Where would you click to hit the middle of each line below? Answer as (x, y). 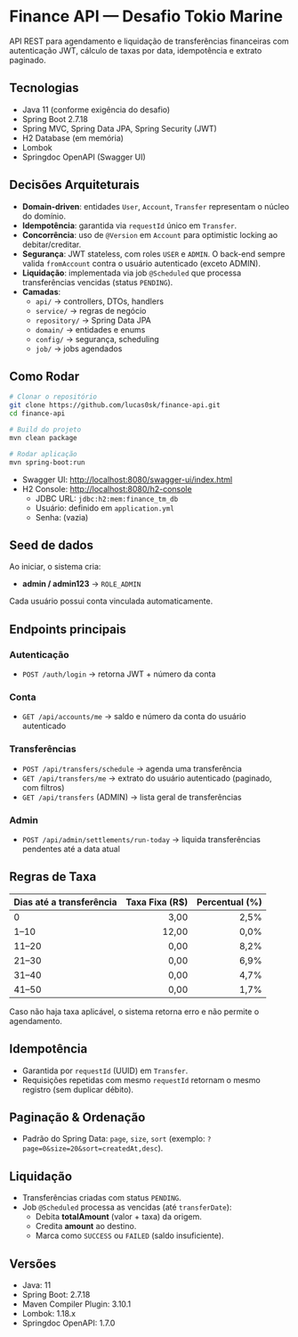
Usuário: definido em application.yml (105, 508)
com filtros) (43, 787)
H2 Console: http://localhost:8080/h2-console (107, 488)
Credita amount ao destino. (86, 1226)
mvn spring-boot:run (48, 462)
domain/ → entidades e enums (90, 329)
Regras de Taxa (53, 877)
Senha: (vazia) (62, 517)
